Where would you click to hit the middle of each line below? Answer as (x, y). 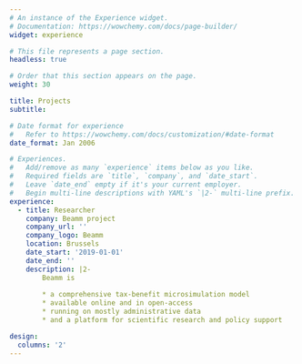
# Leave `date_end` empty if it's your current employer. (126, 185)
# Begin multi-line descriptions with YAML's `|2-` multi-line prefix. (152, 193)
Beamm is (59, 278)
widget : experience (46, 35)
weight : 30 (30, 85)
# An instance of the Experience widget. (89, 18)
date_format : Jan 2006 (52, 143)
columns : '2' (42, 345)
